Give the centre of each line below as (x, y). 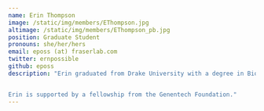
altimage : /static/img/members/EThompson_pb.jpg (89, 30)
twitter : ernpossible (44, 59)
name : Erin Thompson (42, 15)
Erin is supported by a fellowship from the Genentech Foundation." (123, 95)
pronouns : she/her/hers (47, 45)
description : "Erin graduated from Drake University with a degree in (126, 73)
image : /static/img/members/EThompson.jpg (79, 23)
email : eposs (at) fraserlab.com (63, 52)
